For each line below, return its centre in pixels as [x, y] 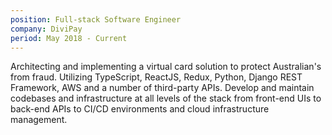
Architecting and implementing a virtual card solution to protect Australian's [166, 67]
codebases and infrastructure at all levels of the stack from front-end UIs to [166, 98]
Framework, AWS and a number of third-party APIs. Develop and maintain [162, 88]
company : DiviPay [46, 29]
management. [39, 120]
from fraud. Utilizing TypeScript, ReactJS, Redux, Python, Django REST [156, 77]
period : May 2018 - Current [69, 38]
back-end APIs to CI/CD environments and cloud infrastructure [140, 109]
